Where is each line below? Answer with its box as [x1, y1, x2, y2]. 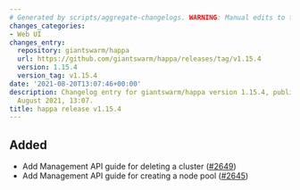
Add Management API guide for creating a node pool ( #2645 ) [21, 170, 249, 181]
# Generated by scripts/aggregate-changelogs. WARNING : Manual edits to [9, 12, 286, 22]
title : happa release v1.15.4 [9, 104, 122, 113]
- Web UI [9, 29, 42, 38]
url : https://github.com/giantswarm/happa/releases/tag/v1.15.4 [17, 54, 262, 63]
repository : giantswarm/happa [17, 46, 129, 55]
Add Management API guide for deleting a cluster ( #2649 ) [21, 161, 237, 172]
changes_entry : [9, 37, 66, 47]
